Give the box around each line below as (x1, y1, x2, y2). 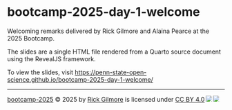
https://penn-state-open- (75, 68, 147, 76)
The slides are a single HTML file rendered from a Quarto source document (7, 47, 221, 56)
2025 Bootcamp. (7, 34, 55, 42)
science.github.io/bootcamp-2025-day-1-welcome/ (7, 75, 153, 83)
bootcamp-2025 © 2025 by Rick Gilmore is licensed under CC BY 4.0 (7, 95, 205, 103)
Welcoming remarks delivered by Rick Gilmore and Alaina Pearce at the (7, 27, 210, 35)
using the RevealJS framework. (7, 54, 96, 63)
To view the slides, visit (7, 68, 74, 76)
